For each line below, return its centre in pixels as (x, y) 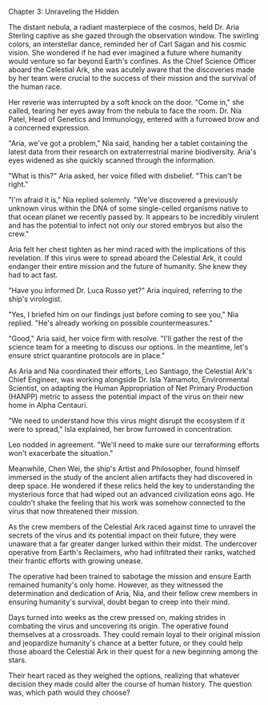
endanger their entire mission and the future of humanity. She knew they (128, 266)
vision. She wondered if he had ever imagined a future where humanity (125, 52)
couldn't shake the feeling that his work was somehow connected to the (127, 503)
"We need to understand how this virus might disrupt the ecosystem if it (127, 421)
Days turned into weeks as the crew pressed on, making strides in (117, 617)
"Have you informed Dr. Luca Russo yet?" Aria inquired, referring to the (125, 290)
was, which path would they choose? (69, 693)
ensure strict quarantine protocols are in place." (87, 355)
